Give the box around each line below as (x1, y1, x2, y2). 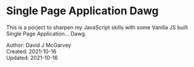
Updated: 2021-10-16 (6, 54, 58, 61)
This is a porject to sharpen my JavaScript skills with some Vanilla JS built (6, 24, 188, 31)
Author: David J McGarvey (6, 42, 72, 49)
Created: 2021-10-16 (6, 47, 57, 55)
